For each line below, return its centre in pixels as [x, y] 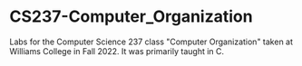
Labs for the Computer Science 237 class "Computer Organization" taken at [151, 42]
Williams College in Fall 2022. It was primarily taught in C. [117, 51]
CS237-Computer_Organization [131, 17]
